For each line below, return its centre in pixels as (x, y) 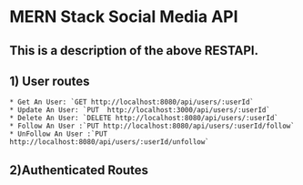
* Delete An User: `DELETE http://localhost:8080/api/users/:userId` (144, 118)
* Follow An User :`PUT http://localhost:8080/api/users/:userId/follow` (152, 126)
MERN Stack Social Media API (124, 17)
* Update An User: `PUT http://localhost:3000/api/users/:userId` (140, 110)
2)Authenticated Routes (79, 170)
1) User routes (50, 81)
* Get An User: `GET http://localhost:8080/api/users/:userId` (132, 102)
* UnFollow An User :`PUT (58, 134)
